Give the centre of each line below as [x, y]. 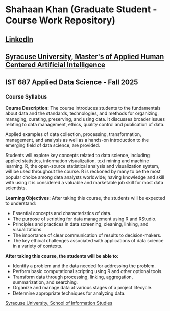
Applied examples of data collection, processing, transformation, [73, 134]
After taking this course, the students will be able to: [62, 256]
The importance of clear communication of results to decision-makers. [87, 235]
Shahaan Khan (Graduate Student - [81, 9]
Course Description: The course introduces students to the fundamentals [83, 108]
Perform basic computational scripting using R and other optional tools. [88, 271]
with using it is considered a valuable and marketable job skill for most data [84, 182]
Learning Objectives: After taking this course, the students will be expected [85, 198]
